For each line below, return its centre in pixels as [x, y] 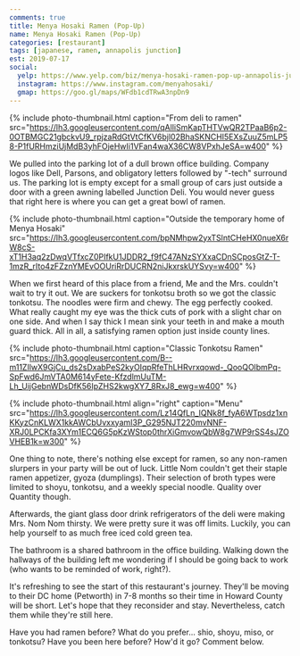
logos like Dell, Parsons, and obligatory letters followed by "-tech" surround [148, 173]
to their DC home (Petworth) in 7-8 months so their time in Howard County [146, 595]
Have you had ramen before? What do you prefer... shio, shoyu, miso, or [142, 632]
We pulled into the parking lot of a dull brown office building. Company [139, 163]
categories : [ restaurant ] [57, 42]
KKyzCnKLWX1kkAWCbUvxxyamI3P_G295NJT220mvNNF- [118, 422]
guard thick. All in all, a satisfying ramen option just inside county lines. [140, 330]
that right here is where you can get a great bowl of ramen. [117, 201]
